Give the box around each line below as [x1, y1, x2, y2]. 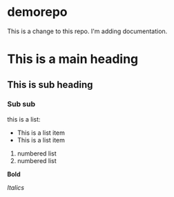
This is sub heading [7, 79, 93, 91]
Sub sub [7, 100, 36, 109]
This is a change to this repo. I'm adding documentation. [7, 27, 168, 35]
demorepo [7, 4, 68, 20]
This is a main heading [7, 51, 139, 67]
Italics [7, 183, 25, 191]
